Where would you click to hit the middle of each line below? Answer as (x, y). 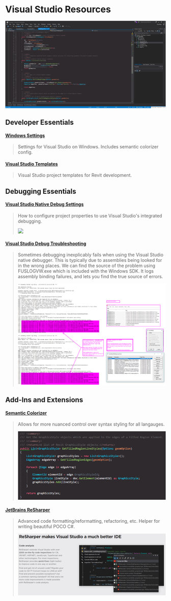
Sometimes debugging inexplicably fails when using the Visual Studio (91, 255)
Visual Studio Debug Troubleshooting (46, 243)
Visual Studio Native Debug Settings (45, 204)
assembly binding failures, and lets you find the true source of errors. (90, 277)
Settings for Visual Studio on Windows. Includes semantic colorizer (88, 147)
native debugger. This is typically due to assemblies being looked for (90, 260)
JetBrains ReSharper (28, 509)
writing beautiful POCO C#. (46, 527)
